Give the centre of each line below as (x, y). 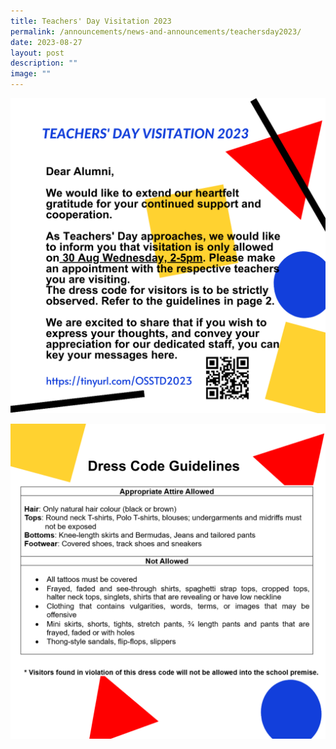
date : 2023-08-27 (46, 42)
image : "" (31, 74)
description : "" (44, 63)
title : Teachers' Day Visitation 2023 (91, 21)
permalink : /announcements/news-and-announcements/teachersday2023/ (156, 31)
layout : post (37, 53)
